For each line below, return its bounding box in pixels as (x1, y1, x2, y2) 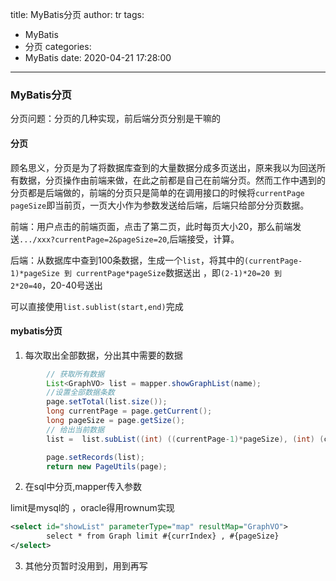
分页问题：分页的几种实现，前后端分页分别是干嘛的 (10, 113, 221, 125)
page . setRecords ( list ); (46, 452, 145, 462)
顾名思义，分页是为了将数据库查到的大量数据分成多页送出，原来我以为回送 (10, 161, 317, 173)
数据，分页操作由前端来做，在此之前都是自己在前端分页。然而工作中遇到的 (18, 174, 326, 186)
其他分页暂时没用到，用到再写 (24, 560, 148, 572)
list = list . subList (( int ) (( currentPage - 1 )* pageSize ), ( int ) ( (46, 434, 325, 444)
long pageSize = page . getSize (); (46, 416, 186, 426)
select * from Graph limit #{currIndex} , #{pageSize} (46, 531, 280, 542)
